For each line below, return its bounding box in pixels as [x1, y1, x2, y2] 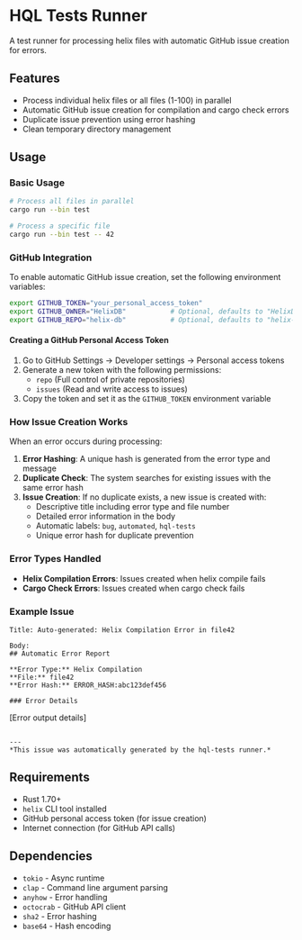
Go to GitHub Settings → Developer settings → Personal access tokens [22, 355, 285, 366]
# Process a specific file [9, 221, 111, 230]
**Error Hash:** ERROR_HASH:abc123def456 [9, 681, 167, 690]
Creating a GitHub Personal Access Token [9, 335, 169, 346]
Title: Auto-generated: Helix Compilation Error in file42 [9, 625, 235, 635]
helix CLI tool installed [22, 803, 108, 814]
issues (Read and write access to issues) [35, 384, 189, 394]
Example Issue [9, 605, 75, 618]
